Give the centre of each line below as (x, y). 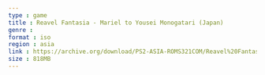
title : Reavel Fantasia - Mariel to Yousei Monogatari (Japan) (116, 23)
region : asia (32, 45)
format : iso (30, 37)
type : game (28, 15)
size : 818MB (30, 59)
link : (19, 52)
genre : (21, 30)
